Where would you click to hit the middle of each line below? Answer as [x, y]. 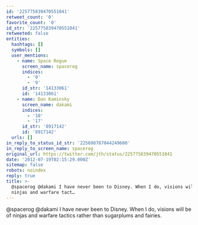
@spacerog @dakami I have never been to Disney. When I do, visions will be [99, 209]
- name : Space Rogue [42, 61]
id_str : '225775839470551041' [43, 28]
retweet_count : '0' [30, 17]
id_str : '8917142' [44, 127]
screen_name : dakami [47, 105]
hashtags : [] [27, 45]
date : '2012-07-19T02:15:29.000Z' [49, 160]
